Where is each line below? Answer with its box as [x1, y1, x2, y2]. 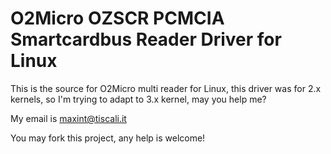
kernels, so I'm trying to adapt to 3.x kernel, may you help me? [10, 93, 267, 105]
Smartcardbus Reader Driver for [10, 28, 282, 51]
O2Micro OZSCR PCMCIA [10, 7, 225, 30]
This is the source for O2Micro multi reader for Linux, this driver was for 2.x [10, 82, 322, 94]
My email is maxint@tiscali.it [10, 112, 127, 124]
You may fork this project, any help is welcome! [10, 132, 206, 144]
